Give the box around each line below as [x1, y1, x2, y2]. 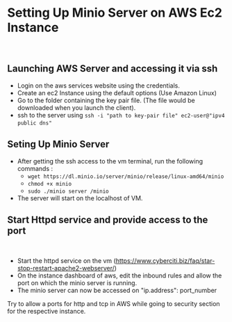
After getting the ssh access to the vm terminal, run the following [17, 156, 204, 165]
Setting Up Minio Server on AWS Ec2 [7, 5, 222, 21]
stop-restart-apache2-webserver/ [17, 264, 115, 273]
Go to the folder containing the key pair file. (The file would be [17, 96, 196, 104]
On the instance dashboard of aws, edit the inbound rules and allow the [17, 271, 222, 280]
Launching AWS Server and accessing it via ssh [7, 63, 218, 74]
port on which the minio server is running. [17, 279, 138, 287]
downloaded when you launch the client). [17, 103, 136, 112]
